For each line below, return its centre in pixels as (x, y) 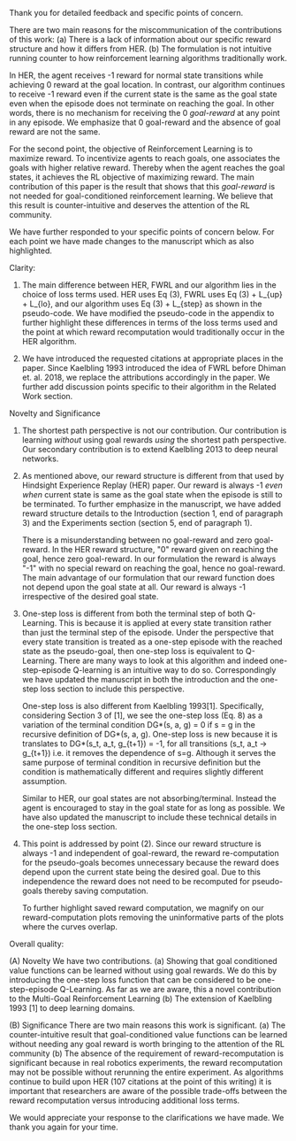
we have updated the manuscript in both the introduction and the (140, 679)
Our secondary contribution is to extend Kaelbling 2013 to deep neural (150, 449)
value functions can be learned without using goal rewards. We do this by (143, 970)
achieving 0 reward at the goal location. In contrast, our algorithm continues (147, 85)
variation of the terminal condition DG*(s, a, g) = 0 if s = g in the (139, 725)
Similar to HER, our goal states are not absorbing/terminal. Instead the (149, 798)
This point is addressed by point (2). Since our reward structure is (142, 844)
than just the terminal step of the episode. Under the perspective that (148, 632)
